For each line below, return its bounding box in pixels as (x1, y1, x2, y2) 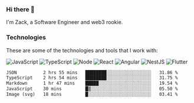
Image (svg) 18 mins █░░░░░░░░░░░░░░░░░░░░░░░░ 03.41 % (6, 91, 178, 98)
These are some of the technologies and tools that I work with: (6, 46, 158, 54)
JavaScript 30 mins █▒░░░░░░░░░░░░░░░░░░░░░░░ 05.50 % (6, 86, 178, 92)
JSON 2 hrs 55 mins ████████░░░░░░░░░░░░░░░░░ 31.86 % (6, 69, 178, 75)
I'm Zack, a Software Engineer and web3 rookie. (6, 19, 123, 26)
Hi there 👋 (6, 5, 35, 14)
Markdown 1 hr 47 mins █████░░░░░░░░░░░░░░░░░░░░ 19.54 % (6, 81, 178, 87)
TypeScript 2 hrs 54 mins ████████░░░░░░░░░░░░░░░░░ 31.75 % (6, 75, 178, 81)
